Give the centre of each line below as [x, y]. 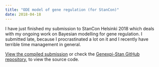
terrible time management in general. [43, 44]
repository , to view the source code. [42, 59]
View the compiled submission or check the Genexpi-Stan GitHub [73, 54]
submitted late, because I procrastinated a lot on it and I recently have [77, 39]
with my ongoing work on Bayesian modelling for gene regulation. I [74, 34]
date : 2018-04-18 [23, 14]
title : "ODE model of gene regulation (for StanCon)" [62, 10]
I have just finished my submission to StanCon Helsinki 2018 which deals [80, 28]
